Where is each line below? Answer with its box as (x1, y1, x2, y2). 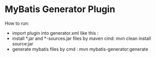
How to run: (5, 20, 29, 26)
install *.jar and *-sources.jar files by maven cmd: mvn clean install (12, 35, 151, 41)
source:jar (12, 40, 33, 46)
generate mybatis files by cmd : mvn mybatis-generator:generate (12, 46, 148, 52)
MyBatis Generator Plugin (5, 4, 115, 15)
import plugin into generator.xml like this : (12, 30, 99, 36)
